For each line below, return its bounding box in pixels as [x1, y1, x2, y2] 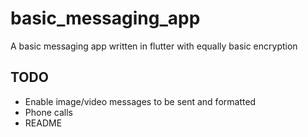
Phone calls [24, 106, 73, 118]
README [24, 117, 63, 129]
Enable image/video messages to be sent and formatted [24, 95, 257, 107]
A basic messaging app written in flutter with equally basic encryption [10, 40, 298, 52]
